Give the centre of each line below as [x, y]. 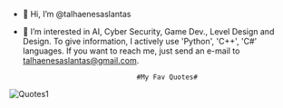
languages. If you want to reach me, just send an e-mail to [131, 51]
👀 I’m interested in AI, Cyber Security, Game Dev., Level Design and [148, 31]
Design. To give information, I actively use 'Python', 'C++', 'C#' [140, 41]
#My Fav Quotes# [167, 77]
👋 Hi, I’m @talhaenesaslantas [77, 14]
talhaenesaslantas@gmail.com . [81, 60]
